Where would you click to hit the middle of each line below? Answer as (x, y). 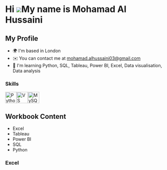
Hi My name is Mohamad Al (66, 9)
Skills (12, 84)
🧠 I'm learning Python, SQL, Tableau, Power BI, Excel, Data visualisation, (87, 65)
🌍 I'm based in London (37, 51)
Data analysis (26, 71)
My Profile (22, 38)
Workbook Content (36, 116)
